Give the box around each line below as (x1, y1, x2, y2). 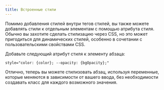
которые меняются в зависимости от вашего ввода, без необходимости (5, 74, 159, 80)
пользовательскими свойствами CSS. (5, 41, 85, 47)
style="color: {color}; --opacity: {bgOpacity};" (5, 60, 110, 65)
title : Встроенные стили (5, 7, 56, 12)
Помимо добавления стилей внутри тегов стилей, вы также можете (5, 21, 149, 26)
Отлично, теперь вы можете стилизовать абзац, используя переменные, (5, 69, 160, 75)
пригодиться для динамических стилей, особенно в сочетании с (5, 36, 142, 42)
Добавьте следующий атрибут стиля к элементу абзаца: (5, 51, 125, 57)
